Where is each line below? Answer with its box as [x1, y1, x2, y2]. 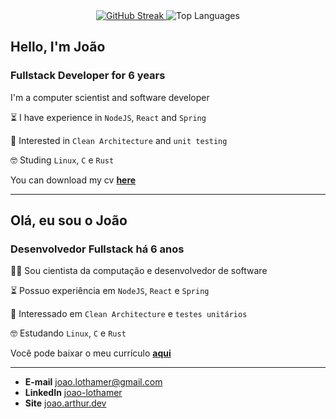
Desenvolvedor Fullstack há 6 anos [10, 242, 185, 256]
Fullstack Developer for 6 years [10, 69, 166, 83]
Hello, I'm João [10, 39, 106, 56]
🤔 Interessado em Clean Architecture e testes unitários [10, 308, 248, 320]
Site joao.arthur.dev [24, 397, 107, 409]
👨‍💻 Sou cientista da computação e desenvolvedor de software [10, 265, 268, 277]
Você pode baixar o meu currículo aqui [10, 347, 172, 359]
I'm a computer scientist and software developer [10, 91, 210, 103]
